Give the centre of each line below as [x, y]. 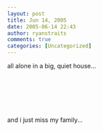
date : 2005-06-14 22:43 [42, 26]
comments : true [29, 40]
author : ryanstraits [37, 33]
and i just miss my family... [45, 120]
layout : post [26, 14]
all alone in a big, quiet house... [52, 66]
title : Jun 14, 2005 [37, 20]
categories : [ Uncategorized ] [49, 46]
